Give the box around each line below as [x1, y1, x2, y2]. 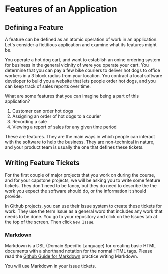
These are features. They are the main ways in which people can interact [5, 134, 155, 139]
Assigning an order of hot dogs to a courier [12, 113, 101, 119]
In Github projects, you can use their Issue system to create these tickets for [5, 203, 162, 209]
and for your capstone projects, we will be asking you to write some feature [5, 177, 161, 183]
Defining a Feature [5, 23, 64, 32]
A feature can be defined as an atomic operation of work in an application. [5, 36, 158, 42]
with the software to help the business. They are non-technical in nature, [5, 139, 155, 145]
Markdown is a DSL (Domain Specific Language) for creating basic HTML [5, 243, 156, 249]
